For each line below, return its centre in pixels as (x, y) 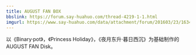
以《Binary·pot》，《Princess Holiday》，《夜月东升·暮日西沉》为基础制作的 (93, 39)
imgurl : (15, 22)
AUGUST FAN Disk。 (31, 46)
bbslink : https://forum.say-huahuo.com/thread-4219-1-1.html (82, 17)
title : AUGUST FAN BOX (34, 11)
